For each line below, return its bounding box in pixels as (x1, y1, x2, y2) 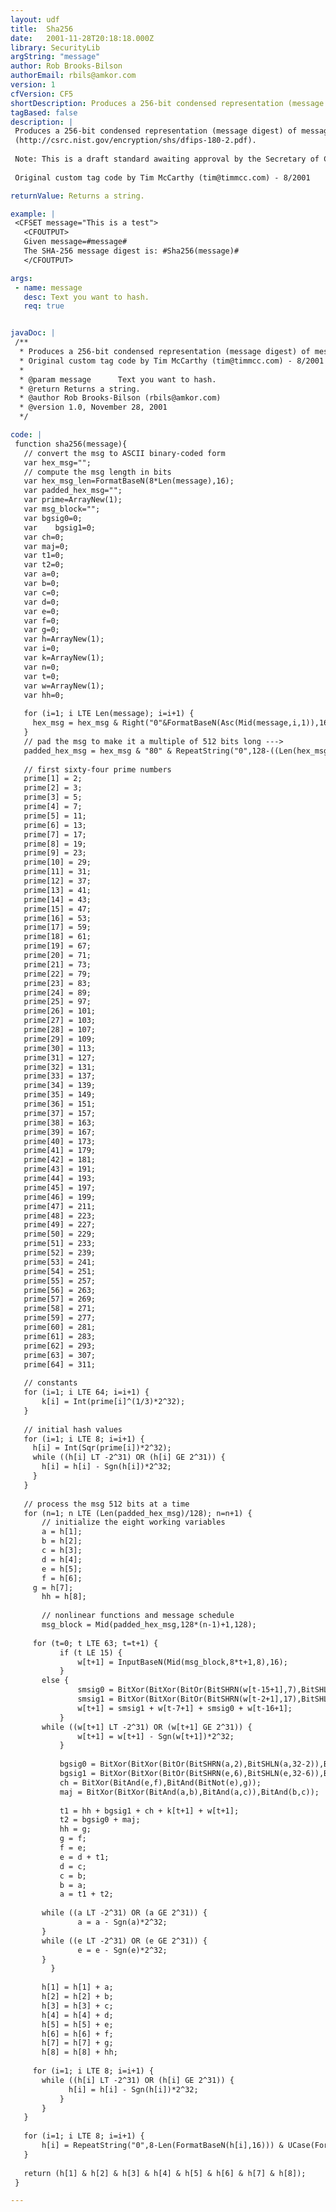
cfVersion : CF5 (10, 89, 74, 99)
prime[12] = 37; (23, 876, 92, 886)
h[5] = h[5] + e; (41, 2019, 114, 2030)
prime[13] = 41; (23, 885, 92, 895)
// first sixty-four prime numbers (23, 764, 172, 775)
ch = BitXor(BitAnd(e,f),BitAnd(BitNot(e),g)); (59, 1777, 262, 1788)
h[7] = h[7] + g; (41, 2038, 114, 2048)
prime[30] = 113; (23, 1043, 97, 1053)
